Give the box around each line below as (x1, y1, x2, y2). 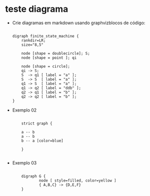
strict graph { (21, 121, 53, 126)
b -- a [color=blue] (21, 138, 64, 143)
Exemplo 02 (12, 107, 37, 113)
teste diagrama (5, 3, 68, 15)
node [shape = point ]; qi (21, 55, 77, 60)
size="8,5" (21, 42, 44, 47)
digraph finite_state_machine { (12, 34, 79, 39)
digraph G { (21, 174, 46, 179)
